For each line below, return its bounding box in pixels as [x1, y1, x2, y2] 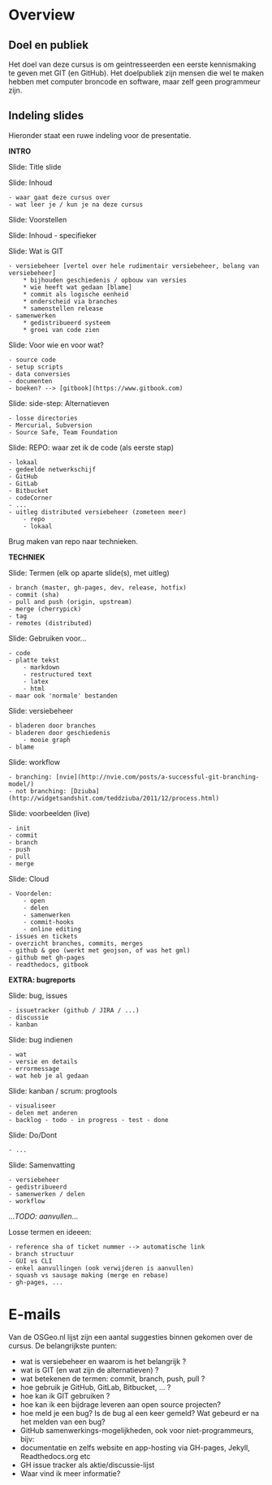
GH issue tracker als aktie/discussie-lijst [19, 1460, 155, 1470]
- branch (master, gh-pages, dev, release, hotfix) [8, 583, 187, 592]
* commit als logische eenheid [23, 290, 129, 298]
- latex [23, 677, 49, 685]
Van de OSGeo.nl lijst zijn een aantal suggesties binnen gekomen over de [8, 1332, 253, 1341]
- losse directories [8, 414, 79, 422]
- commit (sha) [8, 590, 60, 598]
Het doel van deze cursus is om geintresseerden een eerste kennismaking [8, 59, 257, 69]
